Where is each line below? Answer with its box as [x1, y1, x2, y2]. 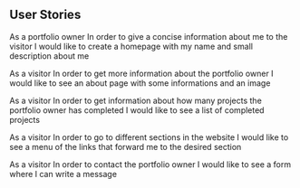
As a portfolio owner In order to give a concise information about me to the [9, 31, 288, 42]
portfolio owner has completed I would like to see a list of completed [9, 104, 265, 116]
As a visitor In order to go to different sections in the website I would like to [9, 131, 289, 143]
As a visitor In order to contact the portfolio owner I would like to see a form [9, 158, 292, 170]
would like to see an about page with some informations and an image [9, 77, 271, 89]
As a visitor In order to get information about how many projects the [9, 95, 263, 106]
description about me [9, 50, 90, 61]
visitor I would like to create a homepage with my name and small [9, 41, 254, 52]
